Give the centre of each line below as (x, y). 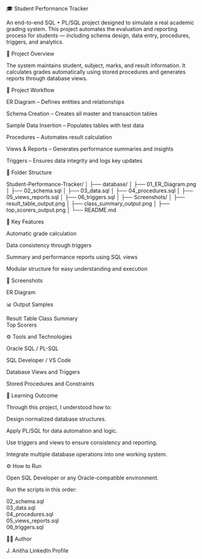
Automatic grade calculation (42, 233)
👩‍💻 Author (19, 539)
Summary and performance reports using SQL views (72, 257)
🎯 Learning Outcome (32, 395)
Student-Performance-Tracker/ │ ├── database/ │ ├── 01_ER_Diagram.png (101, 184)
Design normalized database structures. (56, 419)
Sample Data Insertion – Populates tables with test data (75, 125)
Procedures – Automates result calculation (59, 137)
